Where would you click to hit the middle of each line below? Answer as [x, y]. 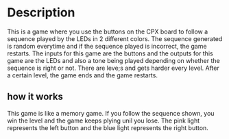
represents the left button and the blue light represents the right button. [108, 127]
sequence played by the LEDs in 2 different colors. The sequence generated [115, 38]
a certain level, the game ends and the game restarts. [82, 75]
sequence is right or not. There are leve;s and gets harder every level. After [113, 68]
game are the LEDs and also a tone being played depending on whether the [114, 60]
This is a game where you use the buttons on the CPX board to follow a [108, 31]
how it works [35, 97]
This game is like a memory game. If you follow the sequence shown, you [111, 113]
